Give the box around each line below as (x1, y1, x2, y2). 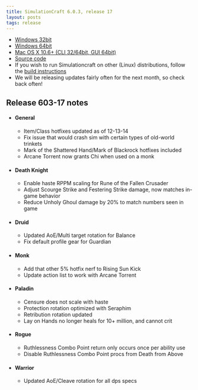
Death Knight (14, 166, 49, 173)
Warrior (14, 364, 34, 371)
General (14, 114, 36, 121)
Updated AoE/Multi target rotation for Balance (23, 232, 136, 239)
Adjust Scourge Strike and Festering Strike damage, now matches (23, 186, 185, 194)
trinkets (23, 140, 43, 147)
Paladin (14, 285, 34, 292)
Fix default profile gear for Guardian (23, 238, 111, 245)
